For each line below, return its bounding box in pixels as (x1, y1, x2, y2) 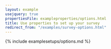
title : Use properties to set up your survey (5, 20, 100, 26)
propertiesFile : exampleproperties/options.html (5, 16, 107, 21)
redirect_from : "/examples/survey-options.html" (5, 25, 107, 30)
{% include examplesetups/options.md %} (5, 38, 91, 44)
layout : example (5, 7, 38, 12)
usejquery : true (5, 12, 38, 16)
